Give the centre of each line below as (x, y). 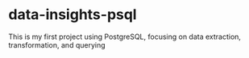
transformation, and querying (57, 44)
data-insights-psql (73, 15)
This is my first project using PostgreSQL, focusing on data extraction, (125, 37)
